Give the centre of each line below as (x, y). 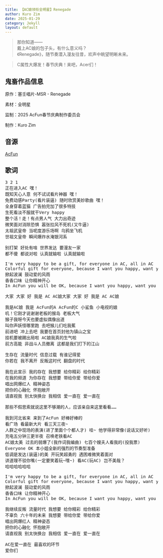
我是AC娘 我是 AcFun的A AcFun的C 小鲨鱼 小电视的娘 (61, 307)
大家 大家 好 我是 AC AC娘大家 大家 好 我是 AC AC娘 (62, 296)
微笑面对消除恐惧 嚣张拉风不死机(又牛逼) (47, 225)
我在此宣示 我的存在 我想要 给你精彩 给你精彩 (53, 372)
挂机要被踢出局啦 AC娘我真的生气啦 (41, 338)
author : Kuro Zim (23, 14)
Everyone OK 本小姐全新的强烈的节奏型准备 (50, 448)
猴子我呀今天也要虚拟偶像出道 (35, 319)
